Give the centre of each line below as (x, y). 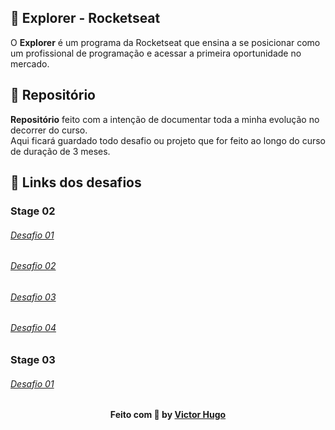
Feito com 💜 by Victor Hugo (168, 415)
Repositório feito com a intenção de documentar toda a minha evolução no (165, 119)
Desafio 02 (33, 266)
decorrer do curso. (49, 130)
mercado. (30, 63)
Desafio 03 (33, 297)
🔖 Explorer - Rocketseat (85, 18)
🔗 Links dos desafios (76, 182)
